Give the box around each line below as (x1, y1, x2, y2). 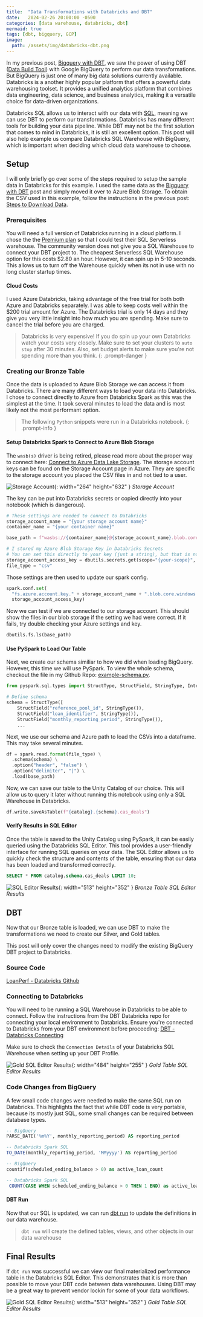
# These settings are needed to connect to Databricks (6, 513, 147, 519)
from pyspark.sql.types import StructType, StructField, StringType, (6, 683, 185, 689)
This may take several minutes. (6, 739, 83, 746)
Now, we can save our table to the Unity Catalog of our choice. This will (6, 784, 184, 792)
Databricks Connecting (6, 1032, 64, 1039)
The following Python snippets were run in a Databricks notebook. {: (21, 418, 190, 426)
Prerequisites (6, 216, 47, 224)
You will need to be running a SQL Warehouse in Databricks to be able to (6, 1006, 187, 1013)
